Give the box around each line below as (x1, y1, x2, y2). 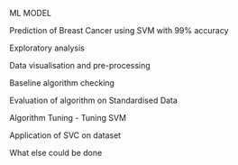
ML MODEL (9, 8, 52, 18)
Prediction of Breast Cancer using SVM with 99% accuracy (9, 25, 229, 35)
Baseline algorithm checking (9, 78, 115, 88)
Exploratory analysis (9, 42, 86, 53)
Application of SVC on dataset (9, 130, 122, 141)
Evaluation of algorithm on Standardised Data (9, 95, 178, 105)
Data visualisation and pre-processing (9, 60, 151, 70)
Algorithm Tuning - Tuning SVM (9, 113, 127, 123)
